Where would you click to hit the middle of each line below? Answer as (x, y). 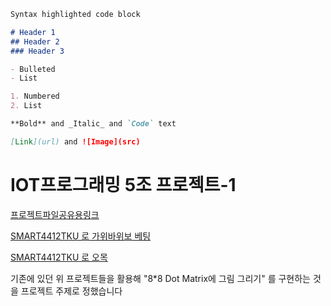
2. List (26, 106)
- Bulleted (33, 69)
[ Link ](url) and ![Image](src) (75, 141)
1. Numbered (35, 96)
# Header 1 (33, 32)
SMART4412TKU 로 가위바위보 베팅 (81, 236)
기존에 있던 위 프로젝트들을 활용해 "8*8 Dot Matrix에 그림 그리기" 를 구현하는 (160, 278)
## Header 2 (35, 41)
